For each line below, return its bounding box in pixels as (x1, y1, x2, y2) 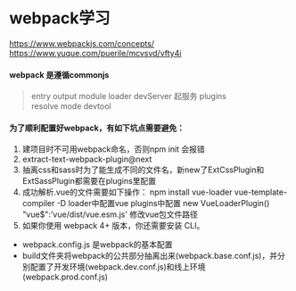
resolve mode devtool (30, 101, 111, 112)
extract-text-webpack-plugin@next (21, 154, 152, 165)
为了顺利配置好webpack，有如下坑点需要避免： (9, 122, 185, 133)
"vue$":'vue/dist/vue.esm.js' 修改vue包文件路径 (21, 209, 199, 220)
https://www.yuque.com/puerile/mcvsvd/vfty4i (9, 47, 182, 58)
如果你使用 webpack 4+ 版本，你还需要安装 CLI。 (21, 220, 205, 231)
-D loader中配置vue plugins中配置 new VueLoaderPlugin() (56, 198, 270, 209)
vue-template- (234, 187, 288, 197)
